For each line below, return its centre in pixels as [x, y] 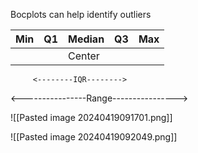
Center [83, 56]
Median [86, 39]
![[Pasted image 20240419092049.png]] [94, 137]
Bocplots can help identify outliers [81, 14]
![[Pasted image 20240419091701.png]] [91, 117]
